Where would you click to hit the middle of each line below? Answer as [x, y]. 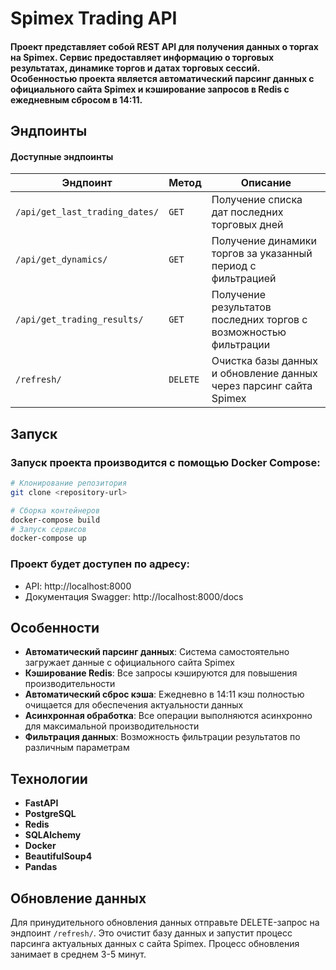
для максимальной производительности [112, 726]
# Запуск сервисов [48, 529]
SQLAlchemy [53, 835]
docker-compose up [48, 538]
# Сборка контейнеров [55, 510]
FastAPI [41, 803]
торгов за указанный [262, 254]
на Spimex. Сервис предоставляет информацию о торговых [142, 57]
